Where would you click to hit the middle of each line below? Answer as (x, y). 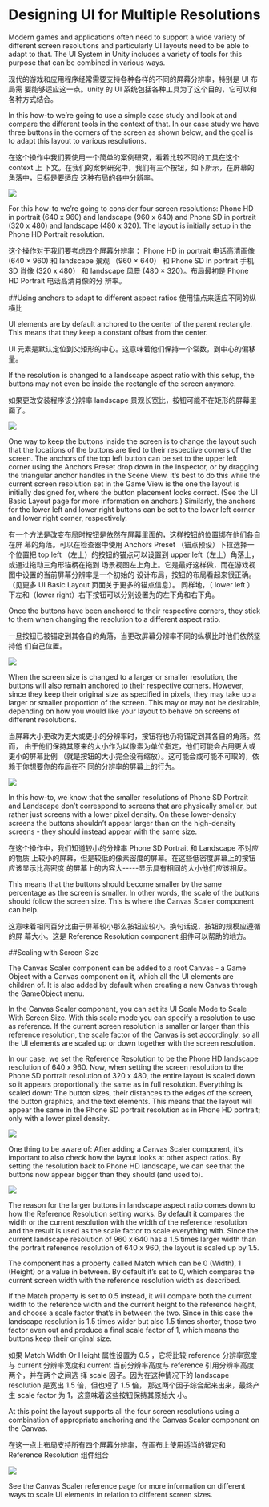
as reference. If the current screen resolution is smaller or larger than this (129, 1026)
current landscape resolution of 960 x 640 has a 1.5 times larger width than (132, 1239)
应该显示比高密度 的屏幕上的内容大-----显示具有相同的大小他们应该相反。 (130, 867)
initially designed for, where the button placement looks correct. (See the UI (133, 492)
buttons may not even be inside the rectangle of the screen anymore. (122, 384)
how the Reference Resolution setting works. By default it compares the (126, 1213)
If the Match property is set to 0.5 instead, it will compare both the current (130, 1296)
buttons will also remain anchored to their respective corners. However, (126, 685)
